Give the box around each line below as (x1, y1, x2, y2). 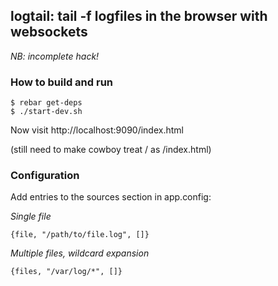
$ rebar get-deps (10, 98, 83, 108)
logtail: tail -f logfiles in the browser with (10, 8, 268, 25)
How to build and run (10, 75, 114, 89)
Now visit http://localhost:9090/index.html (10, 124, 184, 136)
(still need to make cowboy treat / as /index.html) (10, 144, 212, 156)
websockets (10, 24, 88, 41)
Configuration (10, 169, 80, 183)
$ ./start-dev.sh (10, 107, 83, 117)
